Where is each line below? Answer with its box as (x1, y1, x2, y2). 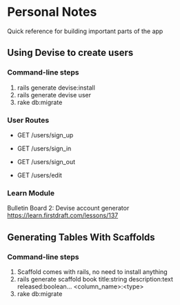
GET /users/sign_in (17, 144, 72, 152)
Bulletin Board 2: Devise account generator (7, 204, 130, 213)
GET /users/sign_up (17, 130, 74, 139)
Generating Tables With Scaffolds (7, 231, 155, 243)
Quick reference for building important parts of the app (7, 27, 163, 35)
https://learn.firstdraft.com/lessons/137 (7, 211, 119, 219)
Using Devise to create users (7, 47, 134, 59)
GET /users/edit (17, 170, 62, 179)
